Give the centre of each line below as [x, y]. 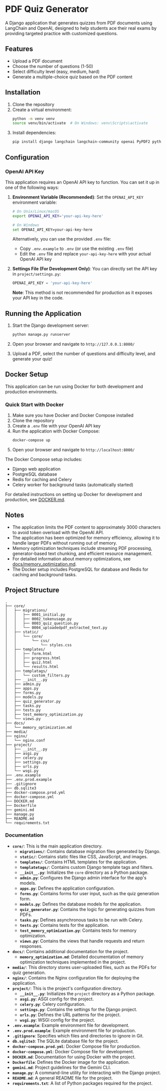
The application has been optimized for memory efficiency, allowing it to [86, 538]
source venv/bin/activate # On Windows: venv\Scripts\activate [80, 123]
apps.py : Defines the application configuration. [67, 888]
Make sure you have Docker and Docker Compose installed [73, 416]
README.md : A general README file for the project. [62, 1078]
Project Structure [32, 590]
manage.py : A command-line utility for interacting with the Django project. [86, 1073]
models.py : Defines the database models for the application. [81, 904]
